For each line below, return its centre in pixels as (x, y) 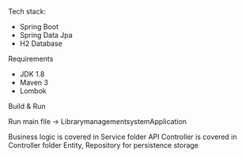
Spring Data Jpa (46, 35)
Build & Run (27, 106)
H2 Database (41, 43)
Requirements (31, 59)
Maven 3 (34, 83)
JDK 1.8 (32, 74)
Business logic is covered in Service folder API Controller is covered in (122, 137)
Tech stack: (27, 11)
